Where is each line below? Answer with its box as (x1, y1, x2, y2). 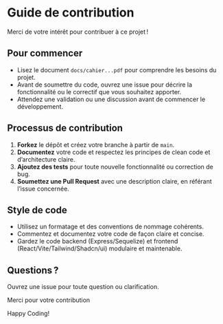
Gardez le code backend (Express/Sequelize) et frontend (16, 237, 178, 246)
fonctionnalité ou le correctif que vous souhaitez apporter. (16, 87, 182, 96)
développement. (16, 102, 64, 111)
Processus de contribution (7, 122, 124, 134)
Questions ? (7, 264, 59, 276)
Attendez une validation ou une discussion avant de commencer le (16, 95, 206, 103)
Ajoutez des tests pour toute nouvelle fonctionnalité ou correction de (16, 162, 214, 171)
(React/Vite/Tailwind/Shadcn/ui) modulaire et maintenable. (16, 244, 183, 252)
